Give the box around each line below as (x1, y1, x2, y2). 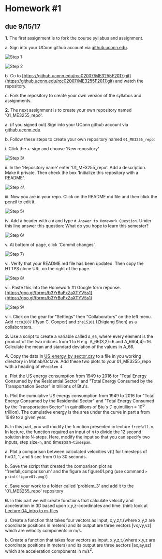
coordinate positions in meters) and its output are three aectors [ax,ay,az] (5, 542, 151, 548)
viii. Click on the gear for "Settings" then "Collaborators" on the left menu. (5, 314, 152, 319)
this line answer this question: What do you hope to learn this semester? (5, 223, 149, 228)
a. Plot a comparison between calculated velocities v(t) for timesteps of (5, 448, 147, 454)
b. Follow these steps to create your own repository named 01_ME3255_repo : (5, 137, 155, 142)
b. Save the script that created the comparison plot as (5, 463, 112, 469)
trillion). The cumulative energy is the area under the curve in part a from (5, 409, 150, 415)
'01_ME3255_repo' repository (5, 488, 64, 494)
